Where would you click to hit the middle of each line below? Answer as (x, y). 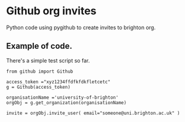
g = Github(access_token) (38, 87)
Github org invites (51, 11)
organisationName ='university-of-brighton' (62, 97)
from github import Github (40, 71)
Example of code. (39, 46)
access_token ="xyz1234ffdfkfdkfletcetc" (58, 82)
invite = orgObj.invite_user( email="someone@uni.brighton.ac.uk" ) (93, 113)
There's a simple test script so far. (48, 60)
